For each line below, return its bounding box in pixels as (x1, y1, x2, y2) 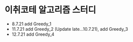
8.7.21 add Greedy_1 (11, 21, 52, 27)
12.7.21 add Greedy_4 (11, 31, 55, 37)
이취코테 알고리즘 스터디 (4, 4, 97, 16)
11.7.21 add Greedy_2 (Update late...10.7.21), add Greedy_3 (11, 26, 129, 32)
